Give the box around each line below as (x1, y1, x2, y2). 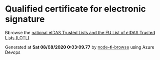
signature (5, 14, 45, 25)
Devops (5, 49, 20, 55)
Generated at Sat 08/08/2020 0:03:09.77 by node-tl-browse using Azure (5, 44, 155, 50)
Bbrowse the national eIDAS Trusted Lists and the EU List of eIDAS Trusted (5, 30, 155, 35)
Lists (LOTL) (5, 35, 30, 41)
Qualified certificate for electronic (5, 3, 146, 15)
